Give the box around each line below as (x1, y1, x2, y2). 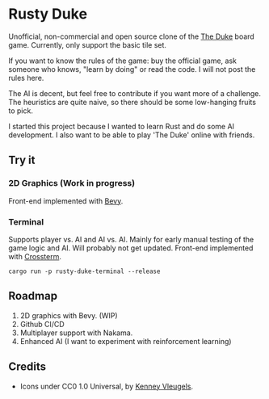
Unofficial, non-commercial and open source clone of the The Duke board (8, 31, 254, 41)
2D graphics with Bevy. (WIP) (19, 310, 119, 320)
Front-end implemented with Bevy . (8, 195, 124, 206)
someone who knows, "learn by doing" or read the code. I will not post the (8, 64, 256, 73)
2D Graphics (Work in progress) (8, 178, 136, 189)
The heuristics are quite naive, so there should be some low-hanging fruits (8, 97, 257, 107)
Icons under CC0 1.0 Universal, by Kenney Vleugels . (19, 381, 194, 391)
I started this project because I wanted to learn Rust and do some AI (8, 121, 235, 131)
